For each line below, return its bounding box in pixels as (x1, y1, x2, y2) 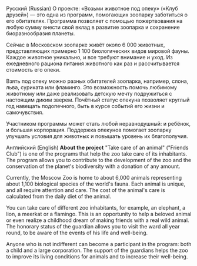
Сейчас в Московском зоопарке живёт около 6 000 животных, (6, 41, 165, 48)
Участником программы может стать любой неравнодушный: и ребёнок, (6, 120, 191, 127)
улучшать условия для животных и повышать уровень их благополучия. (6, 133, 188, 140)
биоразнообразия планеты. (6, 30, 75, 37)
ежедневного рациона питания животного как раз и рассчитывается (6, 60, 180, 67)
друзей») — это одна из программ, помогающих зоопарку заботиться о (6, 11, 188, 18)
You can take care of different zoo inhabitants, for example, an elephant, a (6, 204, 186, 211)
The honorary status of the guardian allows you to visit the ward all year (6, 223, 181, 230)
